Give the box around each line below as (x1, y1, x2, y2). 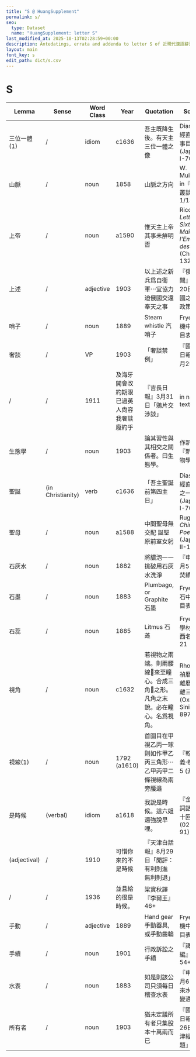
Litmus (144, 623, 163, 631)
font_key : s (6, 52, 35, 58)
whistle (144, 322, 164, 330)
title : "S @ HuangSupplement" (6, 8, 80, 15)
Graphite (144, 595, 169, 604)
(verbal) (45, 811, 68, 820)
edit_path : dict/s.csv (6, 57, 61, 63)
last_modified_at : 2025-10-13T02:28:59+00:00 (6, 36, 118, 42)
